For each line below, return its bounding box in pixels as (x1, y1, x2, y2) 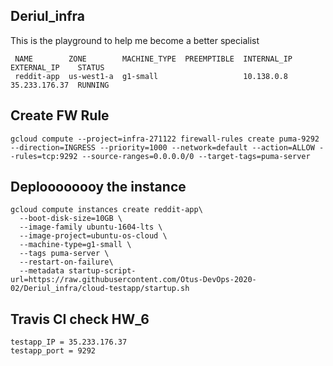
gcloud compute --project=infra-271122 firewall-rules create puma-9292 (10, 134, 320, 144)
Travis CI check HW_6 (10, 310, 150, 328)
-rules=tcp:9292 (10, 151, 78, 161)
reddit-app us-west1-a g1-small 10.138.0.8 (14, 71, 288, 81)
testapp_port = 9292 (10, 346, 97, 356)
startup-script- (68, 266, 137, 276)
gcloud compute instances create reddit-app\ (10, 205, 203, 215)
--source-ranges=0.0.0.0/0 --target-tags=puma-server (81, 151, 311, 161)
